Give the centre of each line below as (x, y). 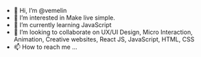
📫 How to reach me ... (45, 47)
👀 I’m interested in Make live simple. (64, 18)
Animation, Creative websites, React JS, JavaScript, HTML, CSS (104, 39)
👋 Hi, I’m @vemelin (40, 11)
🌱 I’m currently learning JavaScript (62, 25)
